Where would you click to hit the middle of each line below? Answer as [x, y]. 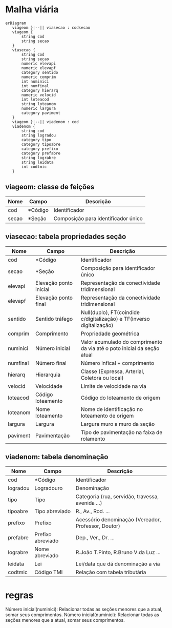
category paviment [41, 113]
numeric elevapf [39, 68]
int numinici [35, 81]
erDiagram [16, 23]
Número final [51, 363]
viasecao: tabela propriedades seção [66, 237]
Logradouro [49, 488]
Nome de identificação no [112, 409]
